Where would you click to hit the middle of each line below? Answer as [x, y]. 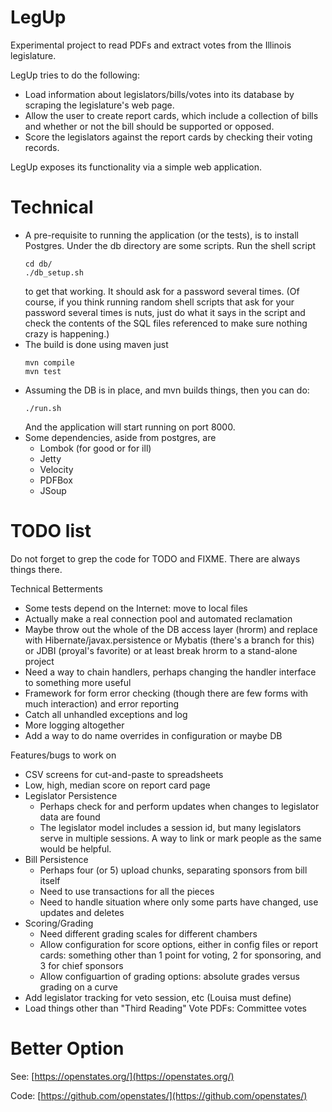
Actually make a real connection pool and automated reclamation [158, 618]
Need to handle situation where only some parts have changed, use [179, 902]
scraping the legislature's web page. [99, 105]
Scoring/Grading [59, 923]
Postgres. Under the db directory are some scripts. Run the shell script [170, 245]
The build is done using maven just [96, 344]
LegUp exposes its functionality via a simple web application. [136, 167]
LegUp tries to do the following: [75, 75]
